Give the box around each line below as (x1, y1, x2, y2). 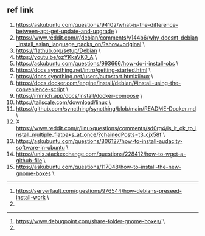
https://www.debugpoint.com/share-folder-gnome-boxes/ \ (15, 217, 165, 224)
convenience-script (15, 85, 66, 93)
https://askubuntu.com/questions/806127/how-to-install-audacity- (15, 137, 183, 145)
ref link (7, 5, 34, 15)
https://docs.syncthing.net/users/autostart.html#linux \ (15, 72, 154, 80)
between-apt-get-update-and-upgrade (15, 27, 114, 35)
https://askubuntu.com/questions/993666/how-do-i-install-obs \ (15, 60, 179, 67)
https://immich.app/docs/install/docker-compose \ (15, 92, 142, 99)
